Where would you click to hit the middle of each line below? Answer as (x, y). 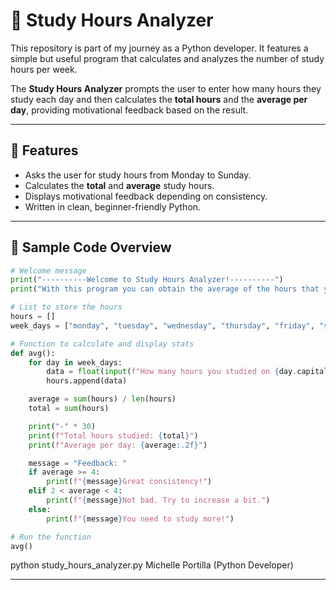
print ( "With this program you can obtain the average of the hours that (165, 289)
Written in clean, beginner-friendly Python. (113, 206)
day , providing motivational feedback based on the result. (129, 110)
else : (40, 509)
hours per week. (44, 69)
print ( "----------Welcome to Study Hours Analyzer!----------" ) (147, 280)
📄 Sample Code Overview (91, 247)
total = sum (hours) (69, 409)
